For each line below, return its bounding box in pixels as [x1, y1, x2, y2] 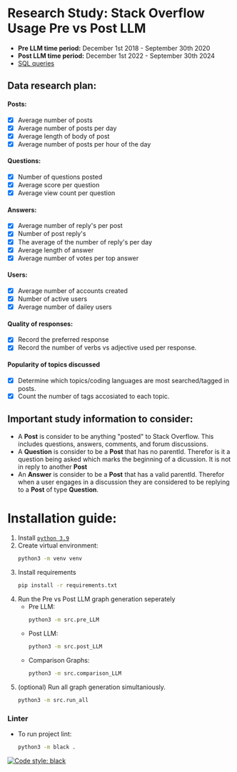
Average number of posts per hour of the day [17, 139, 151, 148]
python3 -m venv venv [17, 555, 83, 563]
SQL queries [17, 59, 55, 67]
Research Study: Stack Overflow [7, 5, 205, 21]
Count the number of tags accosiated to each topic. [17, 392, 170, 400]
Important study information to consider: [7, 413, 193, 425]
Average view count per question [17, 189, 116, 197]
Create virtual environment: [17, 541, 99, 550]
